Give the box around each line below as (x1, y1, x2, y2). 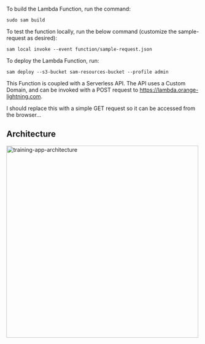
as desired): (27, 34, 57, 42)
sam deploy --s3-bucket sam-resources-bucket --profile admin (6, 69, 169, 75)
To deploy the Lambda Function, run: (6, 57, 99, 64)
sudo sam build (6, 17, 45, 23)
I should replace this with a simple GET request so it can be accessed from (6, 104, 195, 112)
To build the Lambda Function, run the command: (6, 6, 131, 12)
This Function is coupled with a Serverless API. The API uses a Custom (6, 80, 186, 87)
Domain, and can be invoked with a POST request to (6, 86, 139, 93)
